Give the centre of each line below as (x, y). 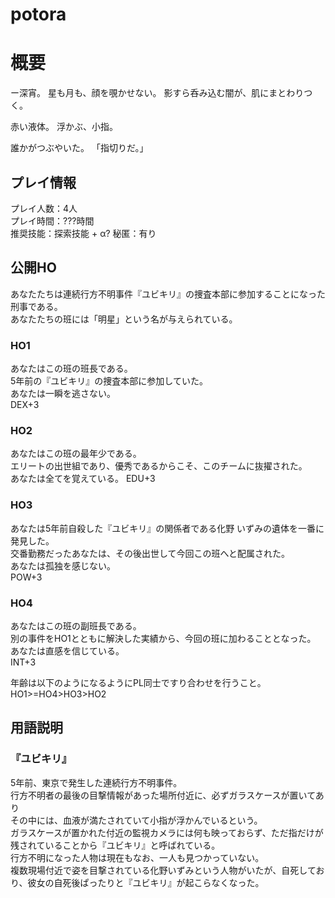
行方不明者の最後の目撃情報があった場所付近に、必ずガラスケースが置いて (163, 795)
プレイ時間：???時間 (52, 220)
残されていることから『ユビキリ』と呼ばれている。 (115, 845)
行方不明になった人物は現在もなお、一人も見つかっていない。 (137, 857)
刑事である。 (36, 306)
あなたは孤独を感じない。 (63, 565)
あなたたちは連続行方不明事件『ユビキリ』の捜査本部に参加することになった (168, 294)
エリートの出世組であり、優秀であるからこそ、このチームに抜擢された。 (159, 466)
